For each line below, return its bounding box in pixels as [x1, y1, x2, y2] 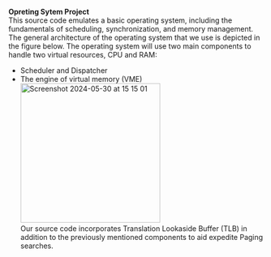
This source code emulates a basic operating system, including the [8, 15, 233, 25]
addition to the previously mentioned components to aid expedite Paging [19, 233, 264, 242]
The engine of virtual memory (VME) [19, 75, 143, 84]
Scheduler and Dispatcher [19, 66, 108, 75]
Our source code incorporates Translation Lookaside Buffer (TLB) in [19, 224, 247, 233]
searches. [19, 241, 54, 251]
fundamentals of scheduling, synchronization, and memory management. [8, 24, 254, 33]
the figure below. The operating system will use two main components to [8, 41, 252, 51]
